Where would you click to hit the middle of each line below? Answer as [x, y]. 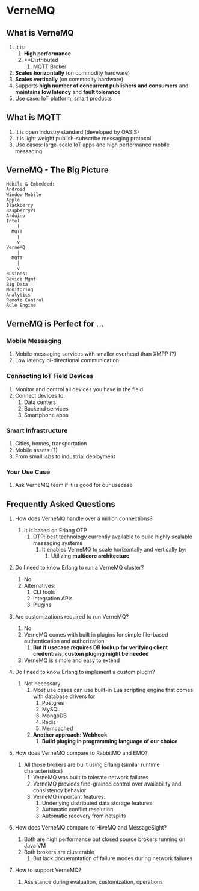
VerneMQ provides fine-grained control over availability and [107, 784]
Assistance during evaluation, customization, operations [93, 882]
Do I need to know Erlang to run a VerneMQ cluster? [79, 568]
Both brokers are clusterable [59, 852]
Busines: [17, 274]
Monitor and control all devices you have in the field [79, 389]
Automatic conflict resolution [78, 810]
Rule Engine [21, 305]
